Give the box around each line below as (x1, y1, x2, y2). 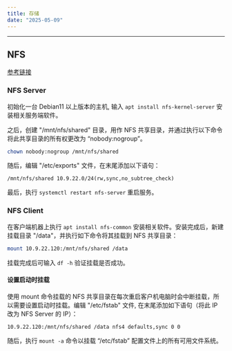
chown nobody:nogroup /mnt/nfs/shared (7, 148, 119, 155)
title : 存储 (7, 10, 39, 17)
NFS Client (7, 206, 43, 215)
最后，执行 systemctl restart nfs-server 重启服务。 (7, 188, 158, 197)
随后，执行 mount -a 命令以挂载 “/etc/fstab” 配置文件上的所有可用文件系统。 (7, 336, 222, 345)
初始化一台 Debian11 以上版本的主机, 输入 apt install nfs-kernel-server (7, 102, 215, 111)
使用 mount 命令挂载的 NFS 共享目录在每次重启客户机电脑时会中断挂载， (7, 292, 214, 300)
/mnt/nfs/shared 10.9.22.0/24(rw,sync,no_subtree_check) (7, 175, 175, 182)
